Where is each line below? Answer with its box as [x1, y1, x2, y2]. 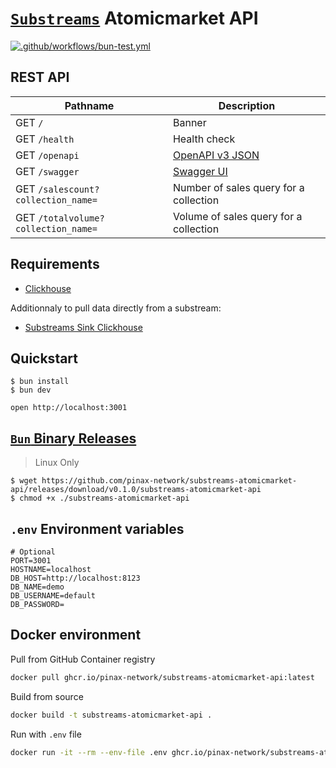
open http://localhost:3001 [10, 403, 128, 413]
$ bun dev [10, 385, 52, 396]
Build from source [10, 690, 84, 702]
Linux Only [34, 457, 80, 469]
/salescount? [38, 183, 100, 195]
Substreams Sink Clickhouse [24, 321, 143, 333]
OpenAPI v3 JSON [172, 148, 260, 162]
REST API [10, 69, 70, 86]
